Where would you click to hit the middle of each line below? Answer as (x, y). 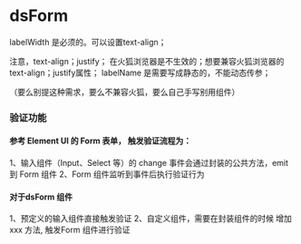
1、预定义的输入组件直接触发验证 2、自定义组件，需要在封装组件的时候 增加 (151, 219)
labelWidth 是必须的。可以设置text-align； (88, 42)
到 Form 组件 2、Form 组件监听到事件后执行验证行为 (107, 174)
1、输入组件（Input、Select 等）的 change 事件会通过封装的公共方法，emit (149, 163)
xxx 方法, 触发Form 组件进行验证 (70, 230)
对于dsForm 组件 (41, 197)
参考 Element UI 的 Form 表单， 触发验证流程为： (101, 141)
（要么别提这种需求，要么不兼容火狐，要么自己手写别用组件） (125, 92)
